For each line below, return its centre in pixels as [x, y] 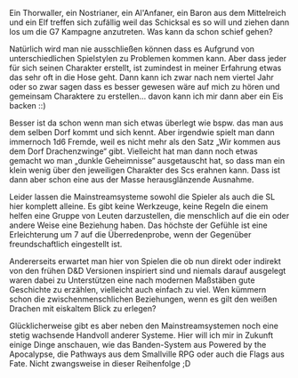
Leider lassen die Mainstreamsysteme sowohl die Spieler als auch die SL [142, 197]
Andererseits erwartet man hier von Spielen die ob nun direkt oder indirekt [145, 261]
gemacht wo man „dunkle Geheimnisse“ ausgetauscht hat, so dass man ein [147, 161]
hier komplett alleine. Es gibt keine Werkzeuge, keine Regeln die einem [139, 206]
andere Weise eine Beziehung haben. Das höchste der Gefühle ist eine [139, 225]
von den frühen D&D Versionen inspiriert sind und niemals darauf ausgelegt [148, 271]
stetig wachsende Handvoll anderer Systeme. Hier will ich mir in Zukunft [141, 335]
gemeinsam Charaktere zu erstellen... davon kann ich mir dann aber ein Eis [146, 96]
